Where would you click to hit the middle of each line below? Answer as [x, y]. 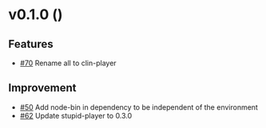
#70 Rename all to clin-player [68, 63]
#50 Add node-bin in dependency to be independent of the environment [139, 107]
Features [31, 44]
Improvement [42, 88]
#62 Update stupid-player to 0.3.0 [76, 115]
